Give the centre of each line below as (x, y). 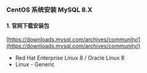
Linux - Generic (35, 64)
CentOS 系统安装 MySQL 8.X (50, 9)
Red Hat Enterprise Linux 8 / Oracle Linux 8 (70, 58)
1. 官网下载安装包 (28, 25)
